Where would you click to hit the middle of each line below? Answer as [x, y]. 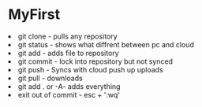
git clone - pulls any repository [68, 36]
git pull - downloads [50, 78]
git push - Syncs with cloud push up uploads [91, 69]
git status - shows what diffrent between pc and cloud [107, 44]
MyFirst [34, 15]
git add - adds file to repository [69, 53]
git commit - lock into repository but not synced [96, 61]
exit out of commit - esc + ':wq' [69, 94]
